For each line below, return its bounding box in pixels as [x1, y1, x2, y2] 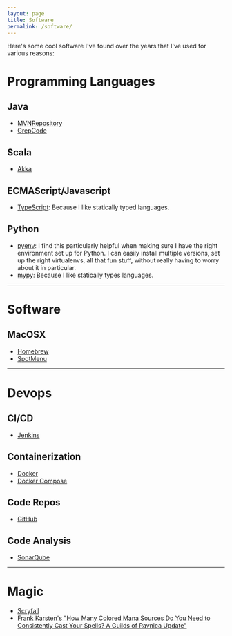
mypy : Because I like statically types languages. [17, 271, 154, 279]
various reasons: [7, 49, 55, 57]
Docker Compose [17, 476, 68, 485]
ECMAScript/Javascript [7, 184, 111, 197]
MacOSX [7, 329, 46, 340]
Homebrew [17, 347, 49, 356]
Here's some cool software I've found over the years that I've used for [7, 42, 207, 50]
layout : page [7, 10, 45, 17]
